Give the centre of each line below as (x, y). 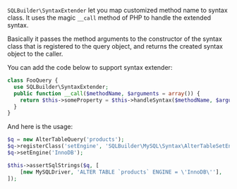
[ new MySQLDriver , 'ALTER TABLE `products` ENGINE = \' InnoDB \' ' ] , (121, 172)
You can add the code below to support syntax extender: (90, 67)
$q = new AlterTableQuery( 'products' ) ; (66, 140)
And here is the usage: (40, 127)
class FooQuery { (33, 80)
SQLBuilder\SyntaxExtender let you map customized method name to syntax (117, 10)
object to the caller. (35, 54)
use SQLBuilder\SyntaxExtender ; (61, 87)
